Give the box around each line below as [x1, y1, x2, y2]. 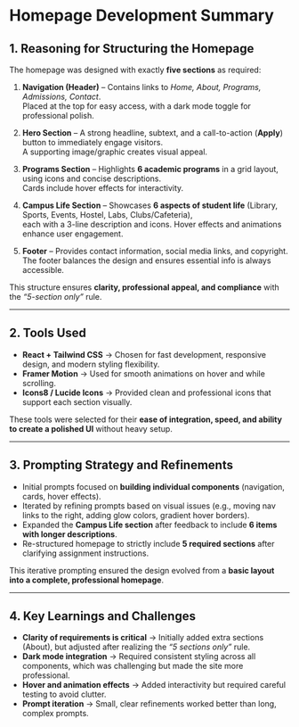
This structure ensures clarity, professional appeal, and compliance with [9, 282, 279, 293]
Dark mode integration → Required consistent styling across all [21, 651, 256, 662]
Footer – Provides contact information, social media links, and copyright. [21, 246, 288, 256]
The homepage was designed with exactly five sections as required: [9, 64, 262, 75]
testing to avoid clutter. [21, 689, 107, 700]
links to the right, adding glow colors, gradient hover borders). [21, 509, 250, 520]
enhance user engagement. [21, 228, 124, 239]
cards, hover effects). [21, 491, 101, 501]
